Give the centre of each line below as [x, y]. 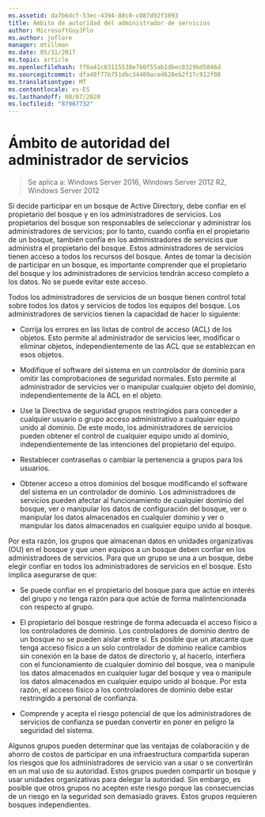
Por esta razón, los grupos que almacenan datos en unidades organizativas [131, 541]
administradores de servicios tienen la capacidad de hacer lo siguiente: [125, 314]
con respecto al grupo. [57, 607]
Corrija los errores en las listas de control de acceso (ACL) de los [125, 329]
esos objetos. [42, 355]
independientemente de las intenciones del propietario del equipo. [128, 444]
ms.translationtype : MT [47, 82]
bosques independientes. [49, 805]
